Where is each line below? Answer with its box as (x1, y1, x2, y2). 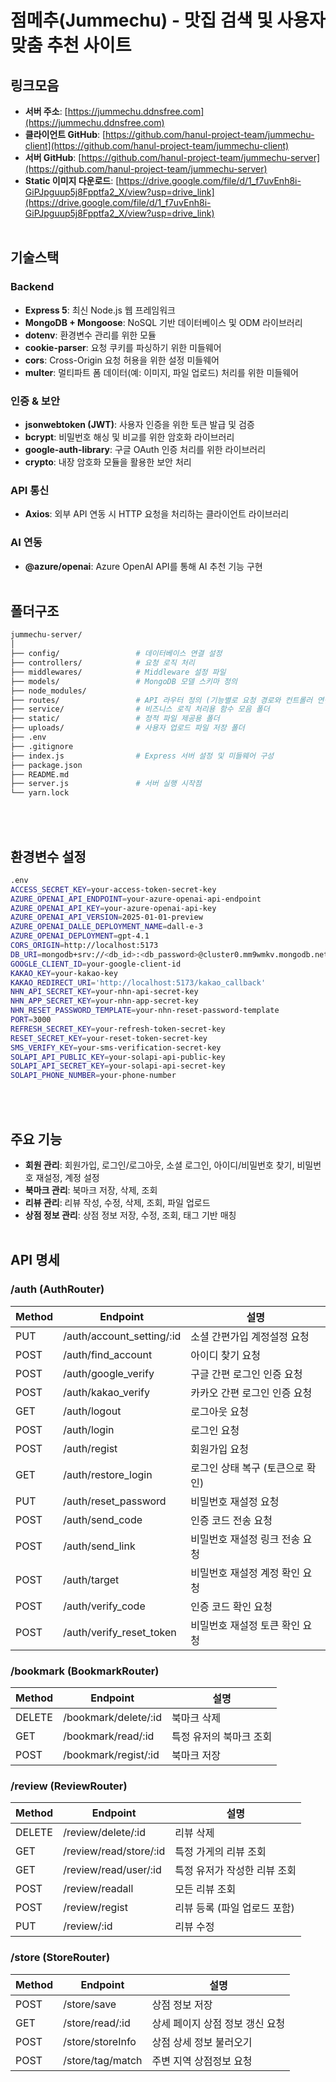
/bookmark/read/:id (63, 1729, 155, 1743)
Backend (10, 280, 55, 294)
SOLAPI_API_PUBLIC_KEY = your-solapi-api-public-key (10, 1052, 226, 1062)
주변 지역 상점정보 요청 (151, 2054, 253, 2068)
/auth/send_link (63, 1539, 136, 1553)
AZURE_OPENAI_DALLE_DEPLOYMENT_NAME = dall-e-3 (10, 922, 203, 932)
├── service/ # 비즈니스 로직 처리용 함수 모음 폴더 (10, 704, 270, 715)
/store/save (63, 1997, 117, 2011)
